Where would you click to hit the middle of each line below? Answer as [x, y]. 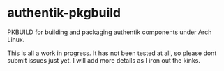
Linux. [16, 39]
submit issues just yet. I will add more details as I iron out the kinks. [104, 60]
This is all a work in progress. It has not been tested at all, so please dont [112, 53]
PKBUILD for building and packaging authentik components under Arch [110, 32]
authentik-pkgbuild [64, 13]
